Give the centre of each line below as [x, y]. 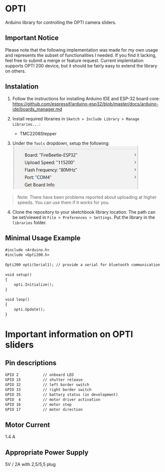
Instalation [22, 87]
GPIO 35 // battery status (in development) [62, 395]
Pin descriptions [31, 363]
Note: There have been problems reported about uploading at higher [87, 197]
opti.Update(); [30, 310]
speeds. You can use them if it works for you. [63, 202]
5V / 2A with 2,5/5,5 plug [30, 464]
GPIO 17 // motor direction [44, 410]
